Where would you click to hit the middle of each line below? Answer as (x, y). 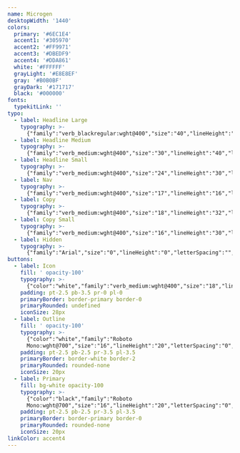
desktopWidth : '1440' (40, 21)
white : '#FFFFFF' (40, 67)
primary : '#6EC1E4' (43, 34)
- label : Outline (40, 319)
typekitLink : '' (38, 107)
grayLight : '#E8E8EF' (46, 73)
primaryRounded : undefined (60, 306)
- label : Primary (40, 379)
